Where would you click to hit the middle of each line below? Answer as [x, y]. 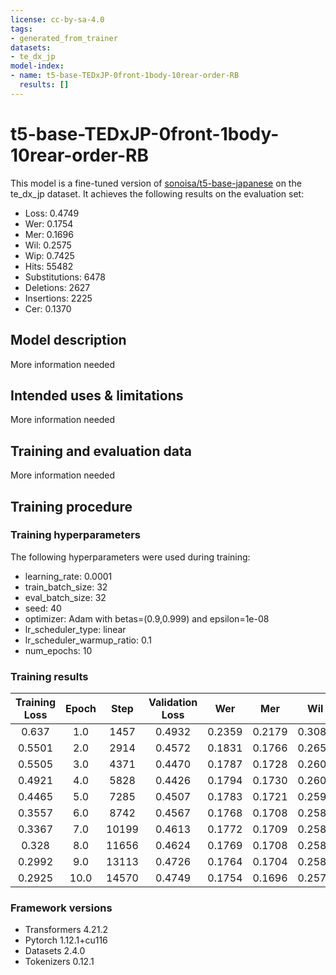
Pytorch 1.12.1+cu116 [66, 940]
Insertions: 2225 [58, 298]
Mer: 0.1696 [49, 234]
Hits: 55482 [49, 266]
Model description [68, 340]
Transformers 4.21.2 [66, 930]
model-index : [37, 66]
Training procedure [71, 506]
